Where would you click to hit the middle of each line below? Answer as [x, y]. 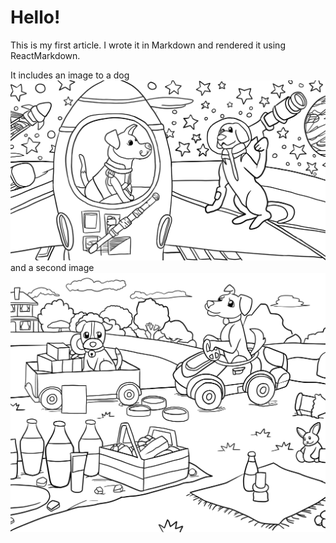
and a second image [52, 267]
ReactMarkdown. [45, 55]
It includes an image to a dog [70, 75]
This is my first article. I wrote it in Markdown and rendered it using [148, 45]
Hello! [35, 17]
